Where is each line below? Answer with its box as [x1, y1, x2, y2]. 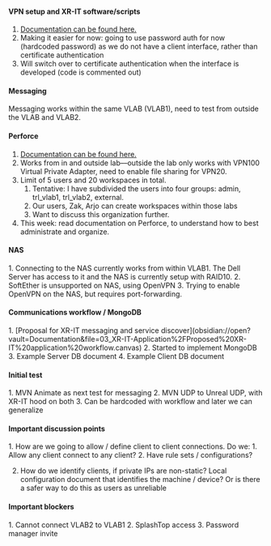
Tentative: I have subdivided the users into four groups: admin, [32, 183, 241, 194]
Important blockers [8, 502, 74, 512]
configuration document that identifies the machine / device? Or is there [19, 475, 260, 484]
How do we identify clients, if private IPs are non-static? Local [19, 466, 227, 476]
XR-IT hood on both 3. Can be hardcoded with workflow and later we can [8, 397, 253, 407]
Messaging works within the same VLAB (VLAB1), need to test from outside [8, 104, 259, 113]
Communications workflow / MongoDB [8, 308, 142, 318]
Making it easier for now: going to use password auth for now [19, 33, 225, 43]
